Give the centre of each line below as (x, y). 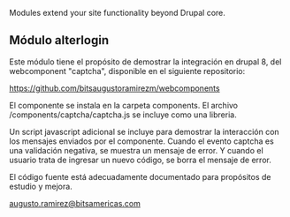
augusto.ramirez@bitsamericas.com (75, 203)
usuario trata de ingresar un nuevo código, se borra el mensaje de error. (140, 160)
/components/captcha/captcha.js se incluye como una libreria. (123, 115)
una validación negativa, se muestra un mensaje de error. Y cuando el (136, 150)
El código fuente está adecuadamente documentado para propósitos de (140, 176)
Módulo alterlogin (59, 40)
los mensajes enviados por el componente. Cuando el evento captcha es (141, 141)
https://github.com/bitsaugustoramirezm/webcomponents (114, 88)
